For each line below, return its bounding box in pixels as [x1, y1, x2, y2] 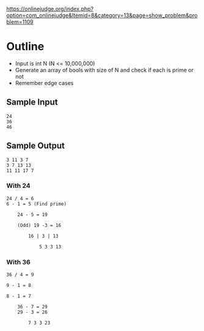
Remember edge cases [15, 79, 74, 86]
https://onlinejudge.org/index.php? [6, 6, 93, 12]
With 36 [6, 258, 31, 266]
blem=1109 [6, 18, 34, 25]
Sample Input [6, 97, 58, 108]
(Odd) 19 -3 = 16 [17, 222, 62, 228]
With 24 [6, 182, 31, 190]
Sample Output [6, 141, 65, 151]
